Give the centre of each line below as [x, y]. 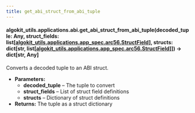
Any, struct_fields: [36, 36]
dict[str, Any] [22, 55]
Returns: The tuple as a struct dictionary [63, 104]
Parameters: [30, 79]
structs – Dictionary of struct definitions [71, 97]
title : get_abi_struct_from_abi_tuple [53, 11]
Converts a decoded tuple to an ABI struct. [58, 68]
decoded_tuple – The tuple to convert [69, 85]
